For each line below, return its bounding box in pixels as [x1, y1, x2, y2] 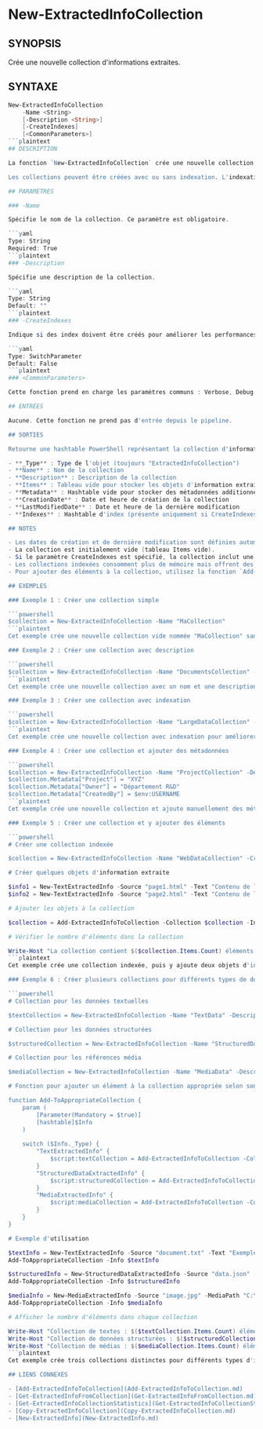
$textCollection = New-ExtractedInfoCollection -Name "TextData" [8, 1011, 225, 1019]
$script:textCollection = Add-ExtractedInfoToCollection [49, 1155, 240, 1163]
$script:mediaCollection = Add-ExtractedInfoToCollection [49, 1199, 243, 1207]
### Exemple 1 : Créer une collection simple [8, 596, 159, 604]
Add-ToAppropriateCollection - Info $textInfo [8, 1256, 159, 1264]
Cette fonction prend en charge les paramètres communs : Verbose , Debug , [8, 389, 258, 397]
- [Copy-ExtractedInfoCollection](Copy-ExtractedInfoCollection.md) [8, 1407, 236, 1415]
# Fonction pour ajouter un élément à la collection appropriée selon [8, 1082, 243, 1091]
